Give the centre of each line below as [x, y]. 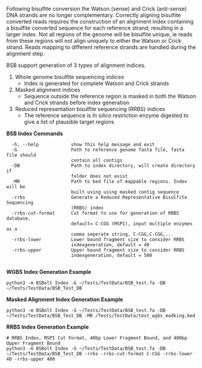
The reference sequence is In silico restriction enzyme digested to [106, 115]
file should [21, 155]
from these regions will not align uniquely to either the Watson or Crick [94, 41]
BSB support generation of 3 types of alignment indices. [76, 65]
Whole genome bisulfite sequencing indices [69, 77]
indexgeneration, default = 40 [110, 245]
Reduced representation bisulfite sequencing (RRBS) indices [90, 109]
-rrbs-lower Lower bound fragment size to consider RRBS [98, 240]
